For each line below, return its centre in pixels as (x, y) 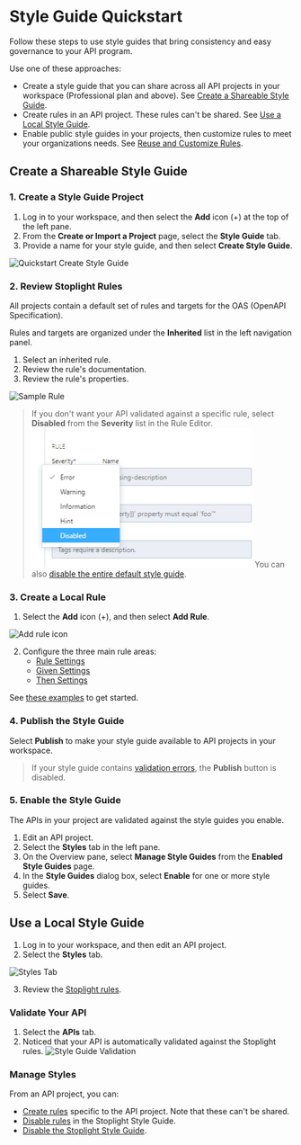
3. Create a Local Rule (58, 597)
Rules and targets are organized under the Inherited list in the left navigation (150, 332)
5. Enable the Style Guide (65, 801)
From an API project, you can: (64, 1094)
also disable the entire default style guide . (109, 574)
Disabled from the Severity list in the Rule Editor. (122, 423)
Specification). (36, 315)
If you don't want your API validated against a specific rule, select (153, 413)
